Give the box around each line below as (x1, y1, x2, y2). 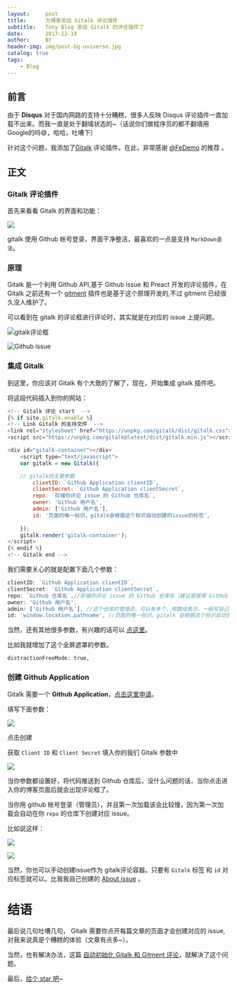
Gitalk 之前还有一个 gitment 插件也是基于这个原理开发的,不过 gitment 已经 (7, 289, 221, 297)
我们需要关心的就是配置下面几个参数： (7, 565, 119, 574)
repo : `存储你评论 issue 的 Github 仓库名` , (32, 492, 157, 499)
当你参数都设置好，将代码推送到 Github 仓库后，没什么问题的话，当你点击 (7, 776, 222, 785)
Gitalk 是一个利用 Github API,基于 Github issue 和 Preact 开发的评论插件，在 (7, 280, 227, 289)
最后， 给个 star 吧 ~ (7, 974, 63, 983)
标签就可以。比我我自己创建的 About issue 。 (13, 874, 145, 883)
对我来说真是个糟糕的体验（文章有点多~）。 (7, 935, 133, 944)
